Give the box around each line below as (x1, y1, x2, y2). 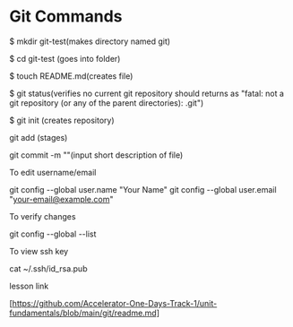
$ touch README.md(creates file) (9, 70, 134, 82)
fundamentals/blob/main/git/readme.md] (9, 307, 159, 318)
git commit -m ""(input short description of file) (9, 150, 184, 160)
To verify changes (9, 211, 76, 221)
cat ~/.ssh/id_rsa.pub (9, 262, 88, 274)
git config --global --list (9, 228, 97, 239)
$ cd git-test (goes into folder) (9, 53, 121, 64)
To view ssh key (9, 245, 69, 256)
